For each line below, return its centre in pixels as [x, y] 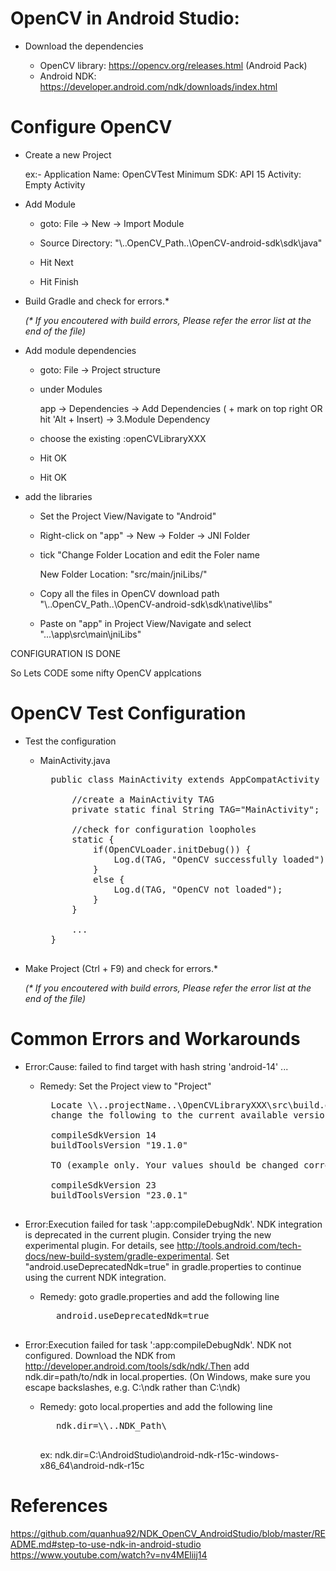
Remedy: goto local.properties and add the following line [156, 1406]
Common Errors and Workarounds [155, 1039]
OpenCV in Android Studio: [125, 18]
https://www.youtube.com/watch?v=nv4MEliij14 [109, 1554]
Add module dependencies [80, 350]
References [59, 1505]
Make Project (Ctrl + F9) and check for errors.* [121, 968]
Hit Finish [59, 281]
